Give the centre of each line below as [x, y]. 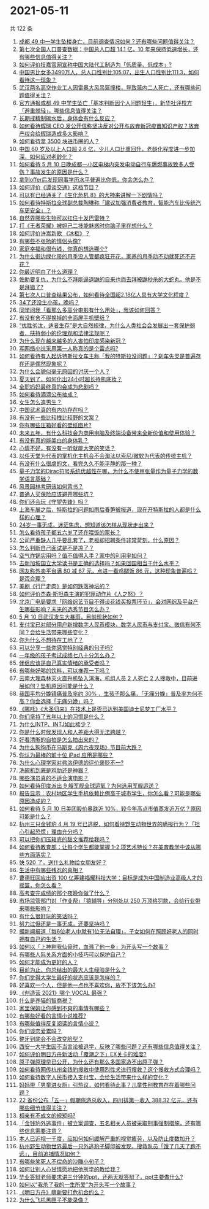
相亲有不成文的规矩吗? [47, 1115]
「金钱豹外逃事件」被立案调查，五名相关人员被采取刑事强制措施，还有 [107, 1123]
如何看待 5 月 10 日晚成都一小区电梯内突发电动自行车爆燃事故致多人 [104, 164]
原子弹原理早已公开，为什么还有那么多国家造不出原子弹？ [91, 1062]
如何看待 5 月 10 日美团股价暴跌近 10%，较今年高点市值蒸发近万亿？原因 [110, 808]
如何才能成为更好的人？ [48, 962]
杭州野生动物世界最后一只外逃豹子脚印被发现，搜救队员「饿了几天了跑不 [110, 1146]
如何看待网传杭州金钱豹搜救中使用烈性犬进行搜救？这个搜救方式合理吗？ [110, 1069]
